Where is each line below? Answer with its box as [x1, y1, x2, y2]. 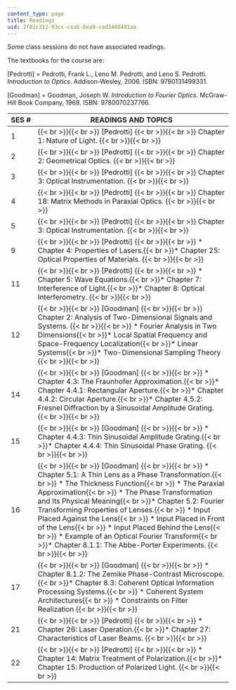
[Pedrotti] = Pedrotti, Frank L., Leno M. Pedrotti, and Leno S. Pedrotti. [7, 70, 207, 78]
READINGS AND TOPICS [90, 115, 173, 125]
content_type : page [7, 10, 65, 18]
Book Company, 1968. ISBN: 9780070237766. [18, 98, 151, 107]
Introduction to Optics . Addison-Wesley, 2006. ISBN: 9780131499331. [7, 77, 208, 86]
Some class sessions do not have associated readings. [7, 43, 166, 51]
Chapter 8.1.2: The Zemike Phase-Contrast [37, 569, 182, 579]
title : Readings [7, 17, 55, 24]
